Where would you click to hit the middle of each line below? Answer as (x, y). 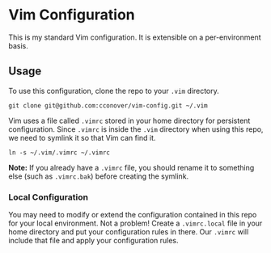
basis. (18, 45)
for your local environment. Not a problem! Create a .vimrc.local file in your (135, 223)
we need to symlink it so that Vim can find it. (82, 137)
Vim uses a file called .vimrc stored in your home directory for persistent (129, 120)
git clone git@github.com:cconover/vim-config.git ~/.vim (108, 105)
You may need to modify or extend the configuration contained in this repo (133, 215)
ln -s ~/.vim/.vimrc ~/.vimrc (59, 152)
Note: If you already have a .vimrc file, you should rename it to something (131, 167)
